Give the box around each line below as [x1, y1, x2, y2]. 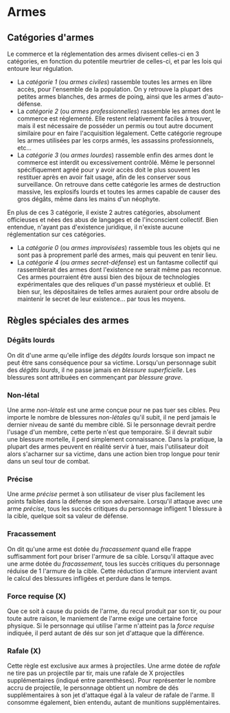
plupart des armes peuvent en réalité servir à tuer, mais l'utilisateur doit [7, 442, 209, 451]
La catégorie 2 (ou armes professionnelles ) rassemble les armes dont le [16, 107, 221, 115]
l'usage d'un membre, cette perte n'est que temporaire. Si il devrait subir [7, 428, 213, 436]
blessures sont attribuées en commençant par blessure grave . [7, 373, 183, 381]
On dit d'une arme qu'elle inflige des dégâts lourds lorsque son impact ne [7, 351, 215, 359]
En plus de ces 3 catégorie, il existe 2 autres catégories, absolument [7, 208, 200, 216]
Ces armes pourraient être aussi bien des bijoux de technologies [16, 273, 200, 281]
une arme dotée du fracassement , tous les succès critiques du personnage [7, 559, 220, 568]
